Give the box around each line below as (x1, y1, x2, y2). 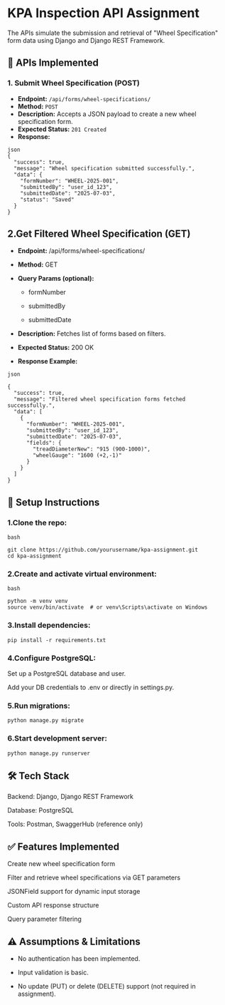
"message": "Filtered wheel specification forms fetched (13, 396, 186, 403)
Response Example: (17, 357, 78, 366)
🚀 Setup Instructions (7, 496, 100, 508)
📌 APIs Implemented (7, 57, 99, 69)
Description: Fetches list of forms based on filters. (17, 329, 166, 338)
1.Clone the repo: (7, 517, 67, 527)
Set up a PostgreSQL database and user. (7, 669, 126, 678)
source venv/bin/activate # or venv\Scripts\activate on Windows (7, 604, 208, 611)
